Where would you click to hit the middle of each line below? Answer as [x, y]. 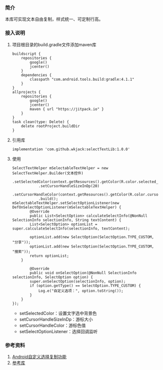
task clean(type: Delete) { [40, 122]
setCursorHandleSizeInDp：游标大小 [56, 319]
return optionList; [49, 256]
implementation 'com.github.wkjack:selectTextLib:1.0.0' [71, 149]
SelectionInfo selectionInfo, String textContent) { [67, 220]
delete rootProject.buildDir [51, 126]
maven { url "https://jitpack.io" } [67, 109]
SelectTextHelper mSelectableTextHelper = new [60, 168]
